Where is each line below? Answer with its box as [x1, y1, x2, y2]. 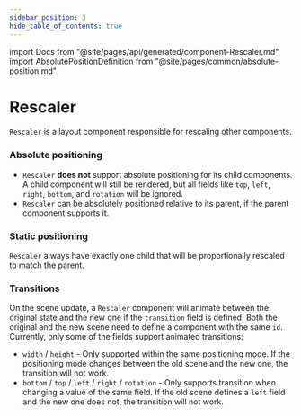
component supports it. [22, 208, 110, 218]
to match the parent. [9, 260, 85, 270]
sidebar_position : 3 [9, 13, 87, 22]
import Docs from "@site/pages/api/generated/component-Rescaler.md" [9, 46, 279, 57]
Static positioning [9, 230, 88, 243]
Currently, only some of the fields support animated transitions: [9, 332, 244, 342]
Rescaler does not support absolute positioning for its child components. [22, 169, 293, 180]
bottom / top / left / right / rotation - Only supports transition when [22, 377, 277, 388]
